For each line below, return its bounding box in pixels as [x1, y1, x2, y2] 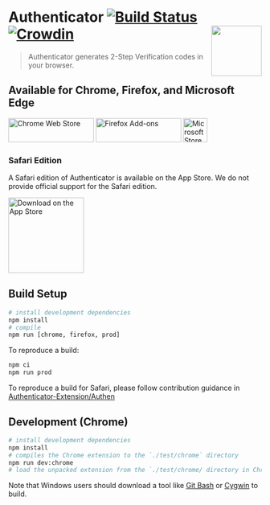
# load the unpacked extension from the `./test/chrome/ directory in [8, 466, 250, 474]
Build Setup [8, 287, 67, 301]
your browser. [27, 60, 75, 70]
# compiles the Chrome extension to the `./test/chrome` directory [8, 451, 239, 459]
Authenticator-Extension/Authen [8, 392, 115, 401]
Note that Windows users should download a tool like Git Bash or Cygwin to [8, 481, 259, 491]
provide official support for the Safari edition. [8, 182, 157, 191]
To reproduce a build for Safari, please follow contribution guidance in [8, 383, 240, 393]
